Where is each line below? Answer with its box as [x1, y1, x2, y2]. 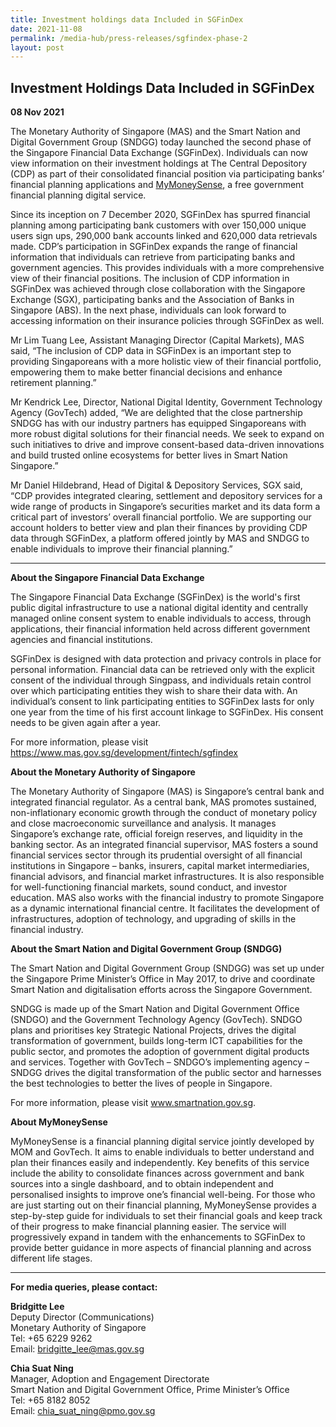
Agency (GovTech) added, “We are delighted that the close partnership [10, 407, 303, 419]
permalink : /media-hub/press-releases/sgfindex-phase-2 [10, 33, 248, 43]
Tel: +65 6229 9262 [10, 1332, 93, 1345]
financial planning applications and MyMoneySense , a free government [10, 179, 304, 191]
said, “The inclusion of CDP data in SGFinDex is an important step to [10, 345, 292, 357]
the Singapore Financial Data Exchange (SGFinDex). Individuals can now [10, 147, 308, 159]
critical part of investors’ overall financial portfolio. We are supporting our [10, 511, 312, 523]
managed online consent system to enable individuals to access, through [10, 612, 312, 625]
